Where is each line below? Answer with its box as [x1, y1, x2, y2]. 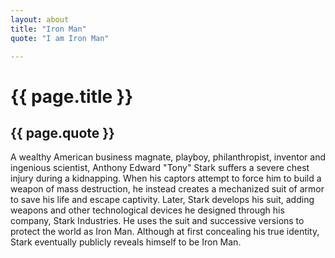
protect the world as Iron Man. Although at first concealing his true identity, [10, 226, 320, 238]
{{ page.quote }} [10, 124, 115, 141]
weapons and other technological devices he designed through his [10, 204, 285, 216]
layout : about [10, 14, 70, 25]
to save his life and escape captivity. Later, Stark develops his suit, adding [10, 194, 315, 206]
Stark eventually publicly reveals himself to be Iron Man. [10, 236, 242, 248]
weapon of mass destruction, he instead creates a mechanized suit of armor [10, 183, 325, 195]
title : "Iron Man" [10, 24, 87, 34]
